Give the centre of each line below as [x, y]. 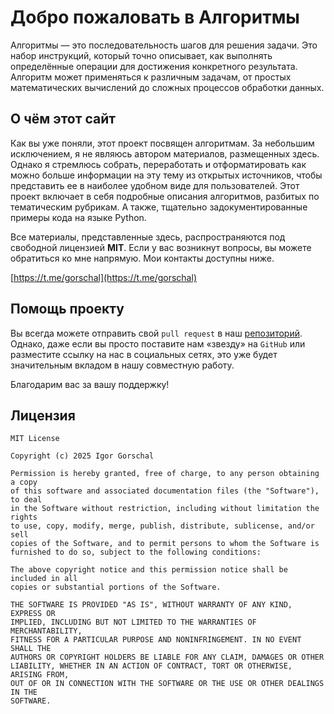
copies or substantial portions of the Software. [116, 587]
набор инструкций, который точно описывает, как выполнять [141, 55]
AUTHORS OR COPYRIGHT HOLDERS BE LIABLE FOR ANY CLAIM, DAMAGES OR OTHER [167, 657]
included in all [44, 579]
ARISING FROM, [40, 675]
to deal [26, 500]
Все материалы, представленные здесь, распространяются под [148, 237]
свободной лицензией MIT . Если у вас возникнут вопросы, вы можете [161, 247]
